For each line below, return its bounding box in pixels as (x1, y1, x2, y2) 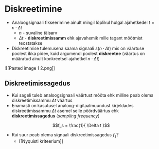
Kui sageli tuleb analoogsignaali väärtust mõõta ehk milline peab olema (11, 92, 154, 98)
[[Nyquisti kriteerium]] (18, 138, 64, 144)
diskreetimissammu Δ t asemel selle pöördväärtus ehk (11, 108, 119, 113)
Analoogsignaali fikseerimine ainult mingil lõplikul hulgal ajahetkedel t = (11, 19, 155, 25)
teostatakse (18, 40, 43, 46)
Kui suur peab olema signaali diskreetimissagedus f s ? (11, 131, 119, 139)
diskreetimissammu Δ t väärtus (11, 97, 72, 103)
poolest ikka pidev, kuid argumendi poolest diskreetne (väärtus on (11, 50, 145, 56)
